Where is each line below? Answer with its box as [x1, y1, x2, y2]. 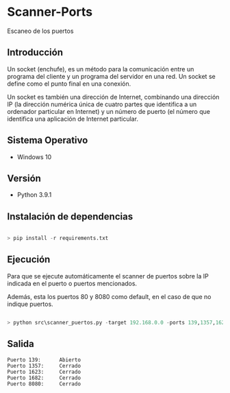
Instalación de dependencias [7, 211, 133, 222]
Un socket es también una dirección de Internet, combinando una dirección [7, 93, 220, 101]
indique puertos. [7, 300, 53, 308]
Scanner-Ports [7, 4, 93, 20]
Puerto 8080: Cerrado [7, 380, 81, 388]
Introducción [7, 47, 64, 58]
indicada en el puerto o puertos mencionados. [7, 279, 138, 287]
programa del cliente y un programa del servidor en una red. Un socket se [7, 72, 216, 80]
